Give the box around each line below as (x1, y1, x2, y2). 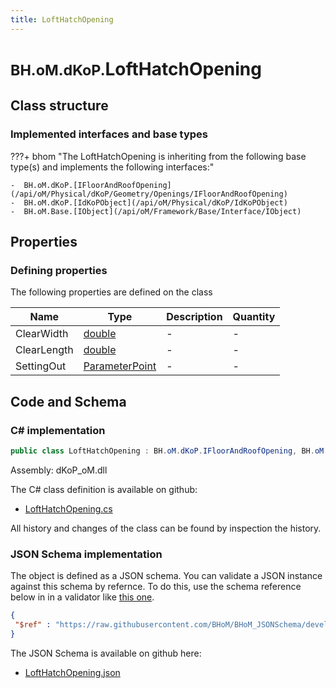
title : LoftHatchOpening (10, 14, 114, 25)
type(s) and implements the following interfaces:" (10, 161, 215, 173)
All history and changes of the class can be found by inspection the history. (10, 522, 322, 534)
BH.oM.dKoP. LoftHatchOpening (10, 57, 262, 80)
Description (166, 310, 223, 324)
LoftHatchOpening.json (24, 666, 121, 678)
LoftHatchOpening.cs (24, 502, 113, 515)
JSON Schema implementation (10, 547, 163, 561)
